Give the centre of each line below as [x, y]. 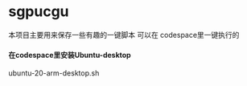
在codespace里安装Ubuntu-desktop [70, 55]
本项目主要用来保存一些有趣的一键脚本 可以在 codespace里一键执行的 [124, 35]
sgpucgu [39, 12]
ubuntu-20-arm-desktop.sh [54, 73]
